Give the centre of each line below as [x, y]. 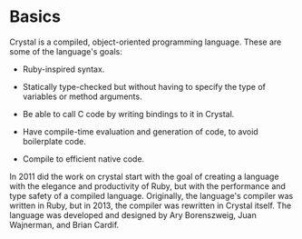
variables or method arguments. [82, 96]
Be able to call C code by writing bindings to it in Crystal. [128, 114]
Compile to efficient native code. [83, 159]
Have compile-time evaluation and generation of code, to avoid [140, 131]
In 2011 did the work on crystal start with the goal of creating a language [144, 176]
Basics [35, 17]
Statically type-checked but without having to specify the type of [144, 86]
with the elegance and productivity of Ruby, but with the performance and [147, 186]
